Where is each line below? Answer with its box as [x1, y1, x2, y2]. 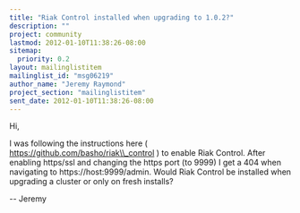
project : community [9, 30, 82, 38]
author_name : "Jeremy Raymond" [9, 80, 126, 89]
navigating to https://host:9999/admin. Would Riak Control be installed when [9, 166, 292, 177]
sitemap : [9, 47, 42, 55]
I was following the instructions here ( [9, 138, 148, 149]
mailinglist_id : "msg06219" [9, 72, 115, 81]
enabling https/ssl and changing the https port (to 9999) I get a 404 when [9, 158, 282, 168]
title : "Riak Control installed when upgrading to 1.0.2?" [9, 13, 235, 22]
